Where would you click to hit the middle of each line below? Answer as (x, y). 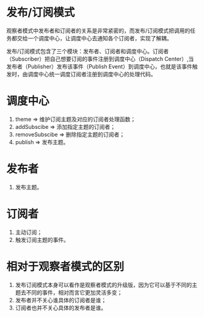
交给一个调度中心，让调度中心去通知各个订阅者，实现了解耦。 (94, 38)
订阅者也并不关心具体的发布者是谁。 (61, 308)
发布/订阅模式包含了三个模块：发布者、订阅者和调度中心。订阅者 (88, 51)
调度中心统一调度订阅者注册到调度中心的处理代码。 (92, 74)
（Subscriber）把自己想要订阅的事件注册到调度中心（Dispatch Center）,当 (100, 59)
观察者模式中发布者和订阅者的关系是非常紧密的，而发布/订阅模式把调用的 (98, 31)
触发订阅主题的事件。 (42, 239)
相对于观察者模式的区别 (65, 267)
